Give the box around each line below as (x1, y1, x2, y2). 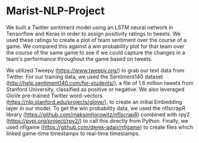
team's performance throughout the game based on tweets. (6, 55, 153, 62)
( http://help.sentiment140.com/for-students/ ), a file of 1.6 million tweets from (6, 79, 194, 87)
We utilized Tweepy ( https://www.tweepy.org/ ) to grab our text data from (6, 66, 185, 74)
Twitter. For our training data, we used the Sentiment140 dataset (6, 73, 163, 80)
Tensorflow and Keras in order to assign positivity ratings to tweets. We (6, 30, 181, 37)
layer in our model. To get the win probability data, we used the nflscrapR (6, 104, 186, 112)
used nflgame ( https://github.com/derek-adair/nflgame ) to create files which (6, 123, 193, 131)
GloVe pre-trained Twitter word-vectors (6, 92, 103, 99)
